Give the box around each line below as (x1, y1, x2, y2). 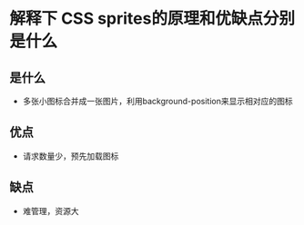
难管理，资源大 (22, 205, 79, 216)
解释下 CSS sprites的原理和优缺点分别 (9, 8, 296, 29)
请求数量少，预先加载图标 (22, 151, 119, 161)
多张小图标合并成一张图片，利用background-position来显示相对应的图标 (22, 96, 293, 106)
